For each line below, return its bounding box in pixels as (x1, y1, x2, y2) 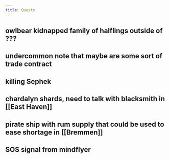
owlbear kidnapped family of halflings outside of (5, 27, 163, 35)
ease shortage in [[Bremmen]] (5, 128, 103, 137)
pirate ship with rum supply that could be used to (5, 120, 164, 128)
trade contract (5, 60, 52, 69)
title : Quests (5, 7, 36, 13)
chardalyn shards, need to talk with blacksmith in (5, 95, 165, 103)
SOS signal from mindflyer (5, 145, 91, 154)
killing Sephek (5, 77, 52, 86)
